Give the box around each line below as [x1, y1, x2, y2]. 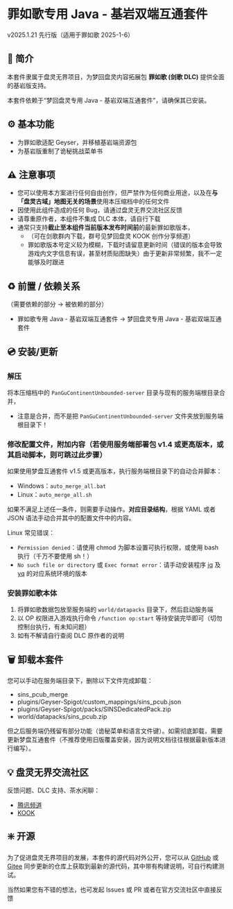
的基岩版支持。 [7, 81, 50, 90]
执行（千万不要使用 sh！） [17, 552, 94, 561]
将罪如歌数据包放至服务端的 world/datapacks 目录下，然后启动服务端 [17, 605, 214, 614]
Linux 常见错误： [7, 529, 55, 537]
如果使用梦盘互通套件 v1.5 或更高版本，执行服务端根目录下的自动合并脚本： [7, 467, 223, 475]
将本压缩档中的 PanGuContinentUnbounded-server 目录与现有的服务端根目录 [7, 388, 220, 396]
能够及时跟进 [27, 258, 64, 266]
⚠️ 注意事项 [7, 169, 55, 180]
